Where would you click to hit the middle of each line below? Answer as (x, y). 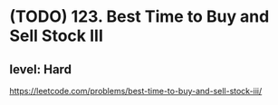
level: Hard (41, 69)
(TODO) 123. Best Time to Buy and (139, 17)
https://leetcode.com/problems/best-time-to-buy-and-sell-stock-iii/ (136, 91)
